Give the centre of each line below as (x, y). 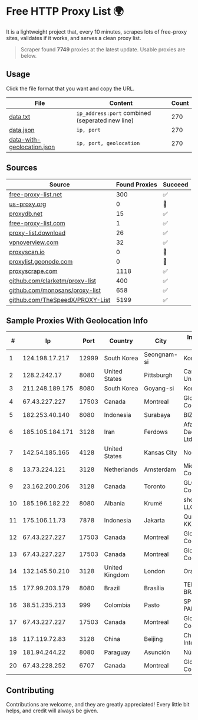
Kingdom (117, 575)
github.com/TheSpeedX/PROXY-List (60, 300)
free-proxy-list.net (36, 194)
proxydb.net (26, 213)
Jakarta (154, 521)
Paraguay (117, 652)
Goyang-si (159, 389)
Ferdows (156, 432)
